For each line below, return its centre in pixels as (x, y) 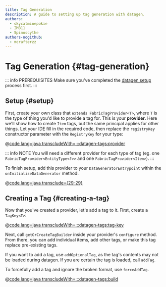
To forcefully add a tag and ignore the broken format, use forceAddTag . (77, 270)
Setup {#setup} (29, 101)
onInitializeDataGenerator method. (42, 173)
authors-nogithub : (24, 38)
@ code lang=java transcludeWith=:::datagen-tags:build (62, 279)
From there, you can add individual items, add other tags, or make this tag (81, 240)
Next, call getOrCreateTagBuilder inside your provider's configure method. (81, 235)
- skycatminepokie (29, 24)
